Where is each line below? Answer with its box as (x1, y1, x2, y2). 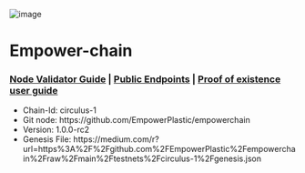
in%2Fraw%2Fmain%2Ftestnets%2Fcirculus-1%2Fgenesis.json (22, 153, 262, 164)
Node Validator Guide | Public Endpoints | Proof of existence (9, 73, 281, 86)
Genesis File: (22, 134, 72, 145)
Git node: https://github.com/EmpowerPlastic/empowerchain (22, 115, 250, 126)
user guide (9, 85, 58, 97)
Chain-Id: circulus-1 (22, 105, 97, 116)
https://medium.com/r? (73, 134, 159, 145)
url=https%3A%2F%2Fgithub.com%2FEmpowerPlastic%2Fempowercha (22, 144, 296, 155)
